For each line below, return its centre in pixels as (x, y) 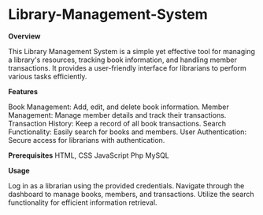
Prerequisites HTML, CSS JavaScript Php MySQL (89, 155)
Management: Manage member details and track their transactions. (117, 115)
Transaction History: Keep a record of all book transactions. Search (117, 123)
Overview (24, 36)
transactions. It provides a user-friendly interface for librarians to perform (127, 67)
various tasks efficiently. (48, 76)
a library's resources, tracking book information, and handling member (123, 60)
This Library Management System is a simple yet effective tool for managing (132, 51)
